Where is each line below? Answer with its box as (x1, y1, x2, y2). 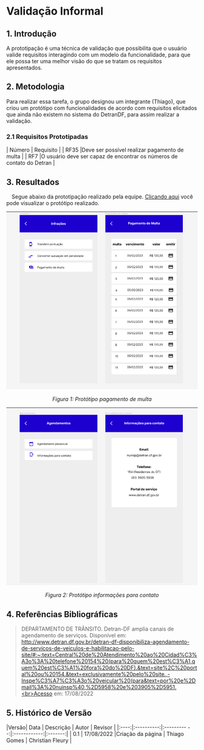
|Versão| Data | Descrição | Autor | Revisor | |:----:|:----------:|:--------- (6, 724, 187, 731)
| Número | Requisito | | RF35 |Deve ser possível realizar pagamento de (6, 146, 184, 153)
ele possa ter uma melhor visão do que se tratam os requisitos (6, 58, 162, 65)
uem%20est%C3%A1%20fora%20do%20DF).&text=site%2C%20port (21, 664, 197, 671)
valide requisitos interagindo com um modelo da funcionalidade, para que (6, 51, 191, 58)
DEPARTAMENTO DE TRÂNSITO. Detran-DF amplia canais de (21, 625, 174, 633)
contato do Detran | (6, 159, 55, 167)
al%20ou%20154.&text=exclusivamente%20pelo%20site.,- (21, 671, 170, 678)
